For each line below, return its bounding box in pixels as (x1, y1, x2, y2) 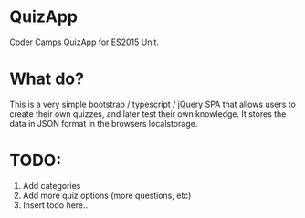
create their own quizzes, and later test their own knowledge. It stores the (9, 108, 287, 119)
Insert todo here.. (22, 199, 89, 211)
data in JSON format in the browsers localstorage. (9, 118, 198, 129)
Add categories (22, 180, 81, 191)
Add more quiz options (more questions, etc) (22, 190, 192, 201)
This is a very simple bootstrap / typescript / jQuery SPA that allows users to (9, 99, 297, 109)
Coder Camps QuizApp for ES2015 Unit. (9, 36, 160, 47)
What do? (9, 68, 85, 89)
